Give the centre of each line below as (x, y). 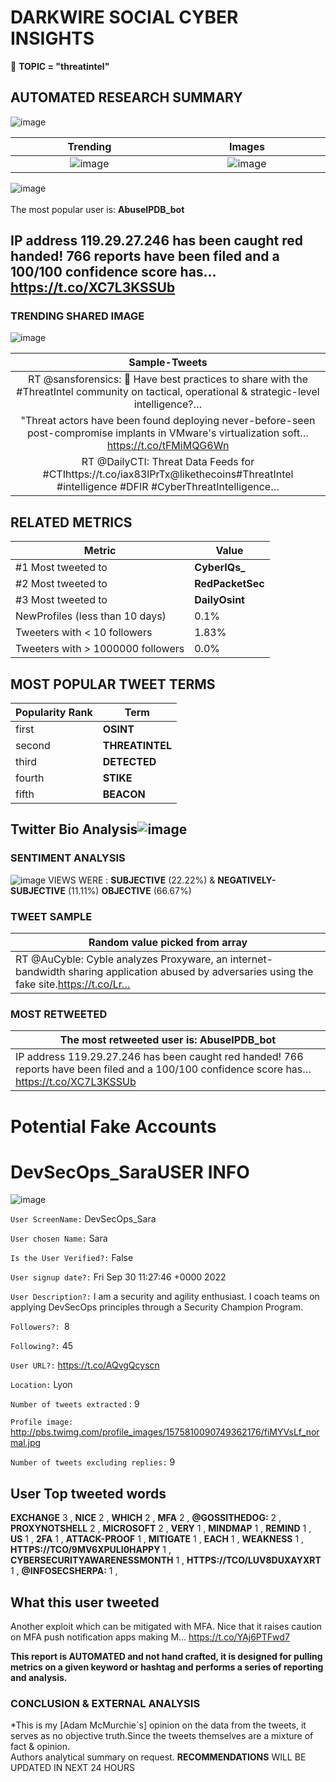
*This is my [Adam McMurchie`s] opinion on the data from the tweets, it (158, 1725)
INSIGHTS (52, 38)
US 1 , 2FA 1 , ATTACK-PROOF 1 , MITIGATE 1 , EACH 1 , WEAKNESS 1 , (157, 1539)
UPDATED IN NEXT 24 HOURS (72, 1768)
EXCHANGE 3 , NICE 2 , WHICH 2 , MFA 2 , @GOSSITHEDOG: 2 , (146, 1518)
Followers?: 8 (40, 1327)
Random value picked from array (168, 943)
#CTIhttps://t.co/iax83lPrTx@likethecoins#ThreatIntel (168, 474)
